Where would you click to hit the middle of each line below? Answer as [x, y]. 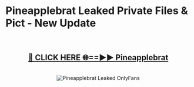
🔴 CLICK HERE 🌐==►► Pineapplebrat [98, 58]
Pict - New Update [51, 23]
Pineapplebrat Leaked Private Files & [97, 11]
